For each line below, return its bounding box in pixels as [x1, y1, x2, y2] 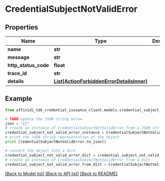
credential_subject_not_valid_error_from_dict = [5, 162, 107, 167]
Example [5, 94, 32, 103]
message [7, 54, 29, 60]
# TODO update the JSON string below [5, 117, 82, 121]
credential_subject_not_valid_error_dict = [5, 152, 96, 158]
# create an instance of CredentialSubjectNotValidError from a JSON [5, 125, 151, 131]
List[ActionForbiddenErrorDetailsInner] [54, 78, 148, 85]
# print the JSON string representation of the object [5, 135, 120, 140]
